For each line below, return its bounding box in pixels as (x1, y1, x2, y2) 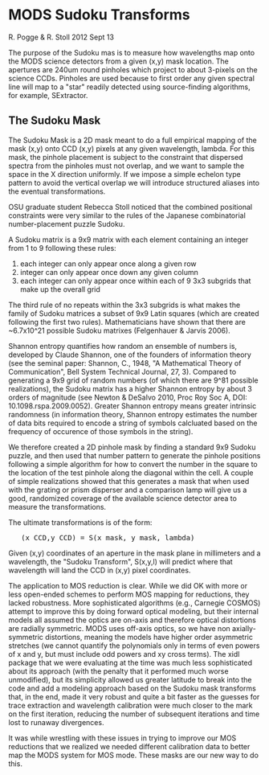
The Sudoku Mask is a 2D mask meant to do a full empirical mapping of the (8, 135, 257, 145)
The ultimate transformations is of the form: (8, 517, 153, 527)
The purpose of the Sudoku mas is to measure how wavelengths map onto (8, 47, 255, 57)
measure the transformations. (8, 502, 107, 511)
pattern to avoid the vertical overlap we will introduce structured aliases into (8, 178, 259, 187)
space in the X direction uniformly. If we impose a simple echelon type (8, 169, 241, 178)
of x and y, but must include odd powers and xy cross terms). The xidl (8, 649, 240, 658)
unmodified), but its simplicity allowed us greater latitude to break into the (8, 675, 252, 684)
